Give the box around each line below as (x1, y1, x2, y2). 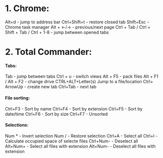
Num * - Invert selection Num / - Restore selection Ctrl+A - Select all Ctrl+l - (5, 133, 158, 139)
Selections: (5, 122, 29, 128)
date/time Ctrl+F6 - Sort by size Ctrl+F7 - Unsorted (5, 111, 108, 117)
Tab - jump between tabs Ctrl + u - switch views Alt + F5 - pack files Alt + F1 (5, 73, 159, 79)
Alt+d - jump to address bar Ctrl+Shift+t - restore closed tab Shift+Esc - (5, 19, 149, 25)
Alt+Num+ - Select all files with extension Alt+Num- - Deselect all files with (5, 143, 156, 149)
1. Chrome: (5, 3, 50, 14)
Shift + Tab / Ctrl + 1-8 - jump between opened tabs (5, 29, 109, 35)
